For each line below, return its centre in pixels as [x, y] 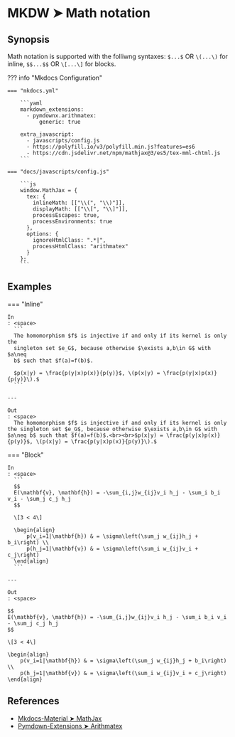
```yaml [31, 103]
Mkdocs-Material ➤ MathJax [60, 718]
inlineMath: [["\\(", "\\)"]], [79, 203]
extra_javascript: [47, 134]
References [33, 701]
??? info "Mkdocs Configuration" [55, 78]
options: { [42, 234]
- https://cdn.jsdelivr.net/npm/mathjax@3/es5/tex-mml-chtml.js [123, 153]
